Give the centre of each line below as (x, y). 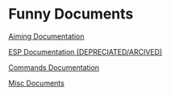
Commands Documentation (54, 67)
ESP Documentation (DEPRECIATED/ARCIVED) (85, 52)
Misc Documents (36, 83)
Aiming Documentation (46, 36)
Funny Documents (71, 14)
